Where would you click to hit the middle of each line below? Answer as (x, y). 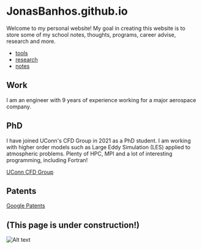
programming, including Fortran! (47, 160)
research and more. (31, 41)
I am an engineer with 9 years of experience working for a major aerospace (101, 100)
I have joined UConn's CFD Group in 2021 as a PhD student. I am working (99, 140)
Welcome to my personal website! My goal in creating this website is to (96, 28)
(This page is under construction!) (73, 225)
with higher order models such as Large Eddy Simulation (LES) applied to (99, 147)
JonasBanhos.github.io (67, 11)
